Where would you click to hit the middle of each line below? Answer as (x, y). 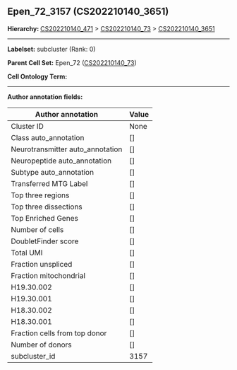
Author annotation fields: (45, 97)
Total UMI (27, 253)
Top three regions (40, 195)
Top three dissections (47, 207)
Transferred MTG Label (49, 183)
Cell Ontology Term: (37, 76)
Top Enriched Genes (45, 218)
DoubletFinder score (45, 241)
